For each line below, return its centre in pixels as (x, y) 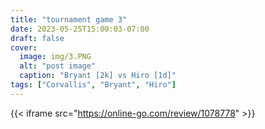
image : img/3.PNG (55, 57)
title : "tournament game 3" (69, 19)
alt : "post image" (58, 66)
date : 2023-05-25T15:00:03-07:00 (80, 29)
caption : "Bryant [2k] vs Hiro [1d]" (98, 76)
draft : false (37, 38)
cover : (24, 47)
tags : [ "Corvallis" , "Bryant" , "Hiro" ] (93, 85)
